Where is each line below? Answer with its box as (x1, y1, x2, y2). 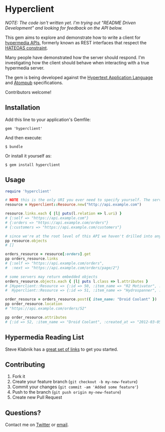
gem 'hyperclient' (5, 126, 43, 131)
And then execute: (5, 134, 42, 141)
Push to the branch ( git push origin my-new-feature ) (12, 389, 121, 395)
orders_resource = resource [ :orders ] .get (5, 252, 91, 257)
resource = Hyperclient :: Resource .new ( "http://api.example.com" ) (5, 202, 141, 207)
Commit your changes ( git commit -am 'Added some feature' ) (12, 384, 138, 390)
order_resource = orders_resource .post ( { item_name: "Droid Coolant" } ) (5, 297, 157, 302)
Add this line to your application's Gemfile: (5, 117, 91, 123)
